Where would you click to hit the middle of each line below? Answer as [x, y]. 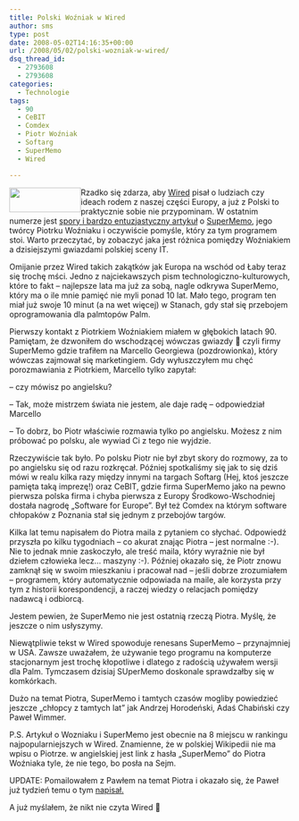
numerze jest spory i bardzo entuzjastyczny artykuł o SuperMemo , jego [141, 221]
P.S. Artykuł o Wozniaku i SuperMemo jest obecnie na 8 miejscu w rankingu [149, 734]
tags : [19, 101]
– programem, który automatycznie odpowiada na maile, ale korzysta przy [145, 580]
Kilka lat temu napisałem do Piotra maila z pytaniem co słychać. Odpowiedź [148, 532]
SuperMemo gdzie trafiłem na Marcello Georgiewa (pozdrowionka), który [144, 351]
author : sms [31, 26]
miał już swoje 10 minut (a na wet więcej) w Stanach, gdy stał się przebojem [149, 304]
